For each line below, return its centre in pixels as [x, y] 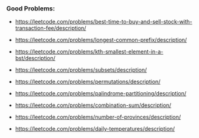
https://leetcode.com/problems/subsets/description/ [81, 70]
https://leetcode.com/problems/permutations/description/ [88, 82]
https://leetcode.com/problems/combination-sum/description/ [93, 105]
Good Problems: [31, 9]
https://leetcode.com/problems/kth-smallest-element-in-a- [89, 52]
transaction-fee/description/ [51, 28]
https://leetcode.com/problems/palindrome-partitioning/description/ [101, 94]
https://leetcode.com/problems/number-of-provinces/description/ [98, 117]
